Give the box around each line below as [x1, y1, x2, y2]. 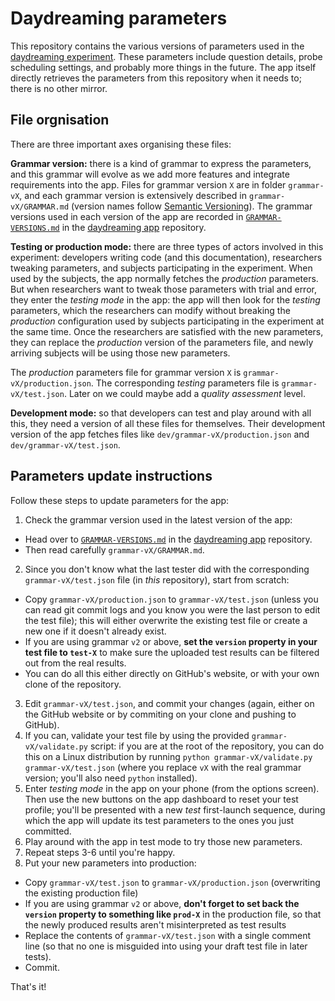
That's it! [10, 980, 47, 992]
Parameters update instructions [10, 468, 213, 485]
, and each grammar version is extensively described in [19, 189, 248, 201]
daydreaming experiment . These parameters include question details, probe [10, 50, 323, 62]
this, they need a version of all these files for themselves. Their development [10, 417, 326, 429]
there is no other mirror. [10, 82, 108, 94]
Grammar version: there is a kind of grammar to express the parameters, [10, 157, 312, 169]
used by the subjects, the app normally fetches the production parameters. [10, 272, 319, 284]
